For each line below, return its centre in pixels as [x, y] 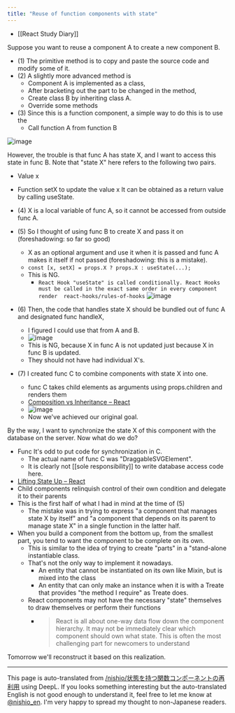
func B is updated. [54, 352]
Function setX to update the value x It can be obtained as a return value [120, 189]
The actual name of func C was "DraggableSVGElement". [110, 458]
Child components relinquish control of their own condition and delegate [121, 488]
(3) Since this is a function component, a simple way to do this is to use [120, 113]
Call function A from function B [72, 127]
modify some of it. [44, 68]
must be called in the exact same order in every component [128, 289]
